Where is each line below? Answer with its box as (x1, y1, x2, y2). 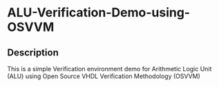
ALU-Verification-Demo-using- (7, 5, 191, 21)
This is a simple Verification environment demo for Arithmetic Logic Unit (7, 65, 212, 73)
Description (7, 47, 59, 58)
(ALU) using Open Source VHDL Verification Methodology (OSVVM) (7, 72, 200, 80)
